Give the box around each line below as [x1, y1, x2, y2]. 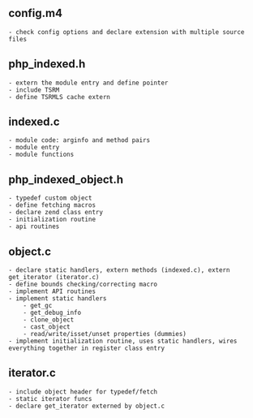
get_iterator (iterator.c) [8, 274, 100, 282]
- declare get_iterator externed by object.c [8, 402, 165, 410]
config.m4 [8, 6, 63, 20]
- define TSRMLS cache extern [8, 93, 111, 101]
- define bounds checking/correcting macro [8, 280, 158, 289]
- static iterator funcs [8, 394, 92, 403]
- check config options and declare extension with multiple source [8, 28, 245, 36]
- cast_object [23, 323, 71, 331]
